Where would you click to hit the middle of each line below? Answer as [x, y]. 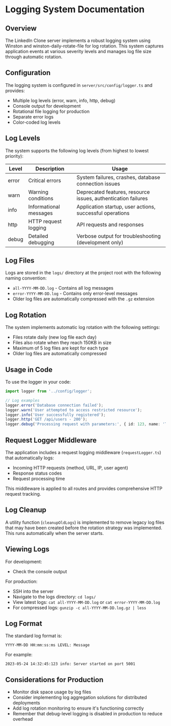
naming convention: [26, 278]
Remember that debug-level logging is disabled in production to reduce [88, 714]
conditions [41, 198]
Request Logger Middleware [51, 440]
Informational [44, 206]
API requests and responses [110, 224]
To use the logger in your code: [38, 382]
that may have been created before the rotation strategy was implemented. [84, 528]
